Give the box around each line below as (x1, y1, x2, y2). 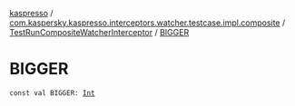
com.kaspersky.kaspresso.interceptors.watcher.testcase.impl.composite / (9, 17, 286, 28)
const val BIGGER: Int (9, 88, 95, 98)
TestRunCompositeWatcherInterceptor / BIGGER (9, 27, 190, 37)
